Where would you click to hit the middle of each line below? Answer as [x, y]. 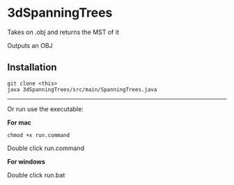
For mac [19, 122]
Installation [32, 67]
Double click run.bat [36, 175]
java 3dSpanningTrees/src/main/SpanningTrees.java [82, 89]
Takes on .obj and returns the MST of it [63, 32]
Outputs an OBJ [30, 45]
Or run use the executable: [45, 108]
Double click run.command [46, 148]
